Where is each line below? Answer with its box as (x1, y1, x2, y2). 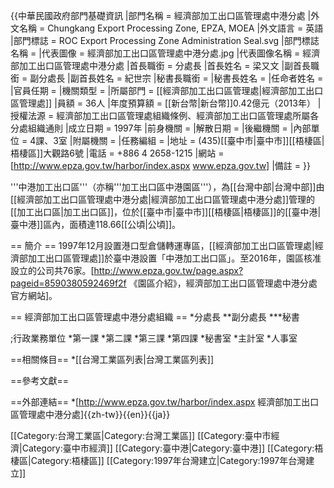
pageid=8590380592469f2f (10, 277, 127, 289)
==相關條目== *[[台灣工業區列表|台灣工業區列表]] (10, 354, 215, 365)
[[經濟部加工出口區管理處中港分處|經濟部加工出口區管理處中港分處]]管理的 (10, 194, 316, 205)
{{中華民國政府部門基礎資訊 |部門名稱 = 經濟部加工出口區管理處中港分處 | (10, 10, 312, 21)
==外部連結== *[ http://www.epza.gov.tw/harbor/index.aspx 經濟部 (10, 396, 285, 408)
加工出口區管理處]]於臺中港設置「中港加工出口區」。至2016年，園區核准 (27, 252, 322, 264)
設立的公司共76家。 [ (10, 265, 95, 276)
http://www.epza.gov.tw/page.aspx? (93, 265, 244, 276)
